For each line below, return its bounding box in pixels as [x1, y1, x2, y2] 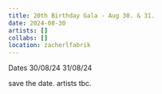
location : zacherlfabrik [8, 41, 91, 49]
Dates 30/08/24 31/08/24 [8, 63, 93, 72]
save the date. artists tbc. [8, 79, 92, 88]
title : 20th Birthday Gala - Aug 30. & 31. [8, 11, 156, 20]
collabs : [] [8, 33, 48, 42]
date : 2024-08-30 [8, 19, 66, 27]
